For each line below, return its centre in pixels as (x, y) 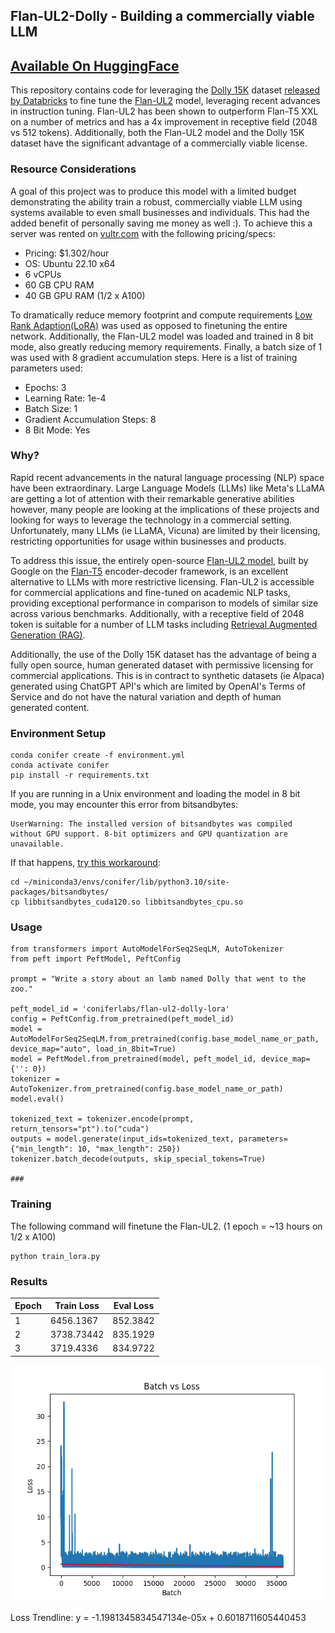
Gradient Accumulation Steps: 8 (90, 419)
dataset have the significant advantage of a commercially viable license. (159, 143)
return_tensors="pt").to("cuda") (80, 1129)
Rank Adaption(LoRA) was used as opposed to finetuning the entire (149, 325)
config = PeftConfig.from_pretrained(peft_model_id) (122, 1019)
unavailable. (37, 844)
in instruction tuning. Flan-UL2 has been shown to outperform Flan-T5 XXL (164, 111)
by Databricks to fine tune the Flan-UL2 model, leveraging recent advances (165, 101)
